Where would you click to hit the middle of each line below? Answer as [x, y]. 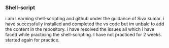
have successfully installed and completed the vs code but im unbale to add [85, 24]
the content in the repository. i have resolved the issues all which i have [80, 29]
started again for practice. [32, 40]
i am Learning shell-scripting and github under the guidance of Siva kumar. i [85, 19]
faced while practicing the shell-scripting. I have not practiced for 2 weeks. [84, 35]
